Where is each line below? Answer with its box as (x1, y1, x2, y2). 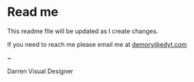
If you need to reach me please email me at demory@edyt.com (7, 40, 187, 48)
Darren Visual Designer (7, 67, 74, 75)
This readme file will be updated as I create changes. (7, 27, 159, 35)
